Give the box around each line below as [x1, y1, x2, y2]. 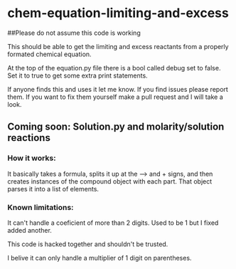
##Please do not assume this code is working [7, 28, 141, 37]
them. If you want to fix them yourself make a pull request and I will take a [7, 93, 224, 101]
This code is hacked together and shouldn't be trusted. [7, 240, 168, 248]
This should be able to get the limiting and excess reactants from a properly [7, 42, 229, 51]
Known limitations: [7, 202, 74, 212]
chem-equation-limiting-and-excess [7, 5, 229, 21]
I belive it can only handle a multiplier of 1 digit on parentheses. [7, 253, 192, 262]
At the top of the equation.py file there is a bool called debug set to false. [7, 63, 221, 72]
